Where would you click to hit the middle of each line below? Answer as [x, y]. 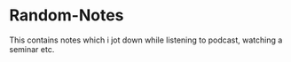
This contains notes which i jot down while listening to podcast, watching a [146, 40]
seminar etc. [32, 49]
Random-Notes [67, 15]
